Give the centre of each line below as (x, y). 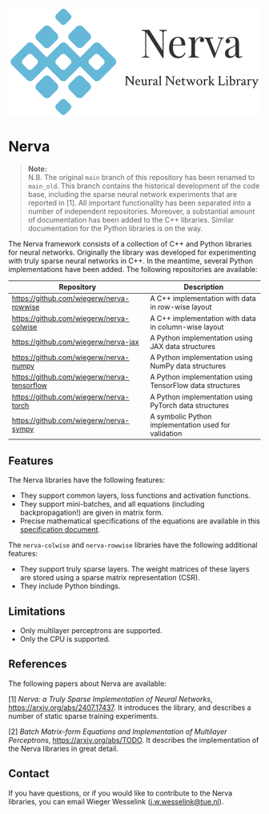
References (38, 664)
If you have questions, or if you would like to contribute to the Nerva (120, 793)
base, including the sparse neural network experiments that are (132, 194)
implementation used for (190, 425)
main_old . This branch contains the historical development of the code (144, 186)
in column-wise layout (187, 327)
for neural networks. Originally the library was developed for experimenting (132, 252)
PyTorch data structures (190, 405)
